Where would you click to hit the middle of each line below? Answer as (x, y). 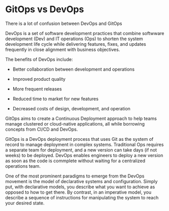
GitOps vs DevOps (45, 9)
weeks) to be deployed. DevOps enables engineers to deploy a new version (84, 155)
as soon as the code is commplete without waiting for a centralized (75, 161)
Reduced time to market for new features (56, 99)
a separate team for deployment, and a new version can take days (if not (81, 150)
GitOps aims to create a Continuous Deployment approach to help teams (81, 118)
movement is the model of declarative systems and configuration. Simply (81, 181)
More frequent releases (37, 89)
